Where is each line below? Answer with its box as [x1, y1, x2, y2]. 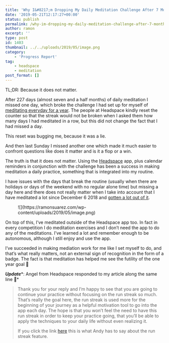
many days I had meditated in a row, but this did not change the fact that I [5, 118, 157, 124]
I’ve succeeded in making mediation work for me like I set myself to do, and [5, 245, 162, 251]
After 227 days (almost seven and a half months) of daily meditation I [5, 96, 148, 102]
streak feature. [17, 333, 48, 339]
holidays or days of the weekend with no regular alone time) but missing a [5, 183, 158, 189]
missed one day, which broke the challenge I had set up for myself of [5, 102, 148, 108]
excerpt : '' [5, 31, 30, 36]
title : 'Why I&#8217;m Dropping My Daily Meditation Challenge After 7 [5, 7, 158, 13]
